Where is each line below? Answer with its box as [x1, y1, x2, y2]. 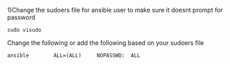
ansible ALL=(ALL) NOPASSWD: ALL [7, 52, 140, 59]
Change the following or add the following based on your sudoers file [7, 39, 204, 47]
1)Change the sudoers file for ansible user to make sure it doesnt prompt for [7, 6, 223, 14]
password [7, 13, 36, 21]
